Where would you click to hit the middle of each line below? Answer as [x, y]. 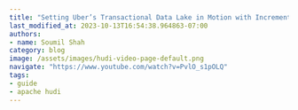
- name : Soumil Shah [47, 42]
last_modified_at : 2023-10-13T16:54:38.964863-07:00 [109, 26]
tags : [19, 75]
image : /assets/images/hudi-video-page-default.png [106, 59]
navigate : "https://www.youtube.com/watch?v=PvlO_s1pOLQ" [118, 67]
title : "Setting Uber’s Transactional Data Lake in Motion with [130, 17]
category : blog [37, 51]
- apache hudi [35, 91]
